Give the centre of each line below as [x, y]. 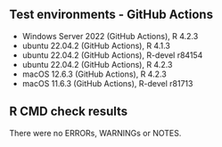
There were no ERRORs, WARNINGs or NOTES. [95, 133]
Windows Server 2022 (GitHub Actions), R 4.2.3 [110, 36]
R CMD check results [69, 112]
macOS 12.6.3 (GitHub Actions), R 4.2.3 [94, 74]
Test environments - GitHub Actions [111, 15]
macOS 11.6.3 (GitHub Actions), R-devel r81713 [107, 83]
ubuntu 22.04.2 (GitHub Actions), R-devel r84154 [112, 55]
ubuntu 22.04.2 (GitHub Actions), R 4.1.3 [96, 45]
